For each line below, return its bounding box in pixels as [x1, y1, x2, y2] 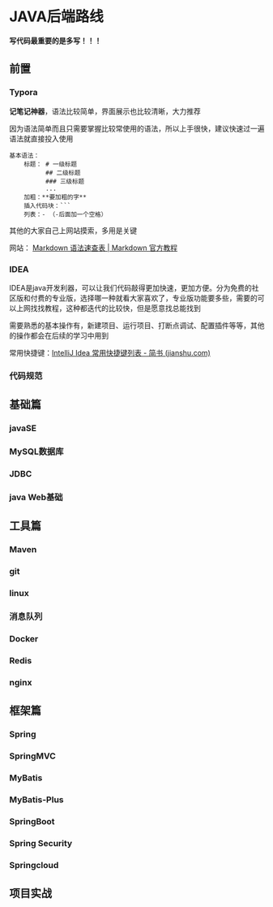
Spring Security [9, 837, 73, 849]
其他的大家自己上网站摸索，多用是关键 [9, 225, 137, 235]
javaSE [9, 423, 37, 434]
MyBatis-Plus [9, 793, 64, 805]
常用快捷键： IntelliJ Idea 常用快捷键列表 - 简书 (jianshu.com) [9, 348, 211, 357]
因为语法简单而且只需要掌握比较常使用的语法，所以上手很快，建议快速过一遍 [9, 123, 265, 133]
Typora [9, 87, 39, 98]
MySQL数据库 [9, 446, 64, 457]
